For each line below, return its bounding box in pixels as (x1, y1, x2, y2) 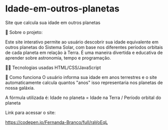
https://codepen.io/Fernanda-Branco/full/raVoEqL (5, 119, 108, 125)
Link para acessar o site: (5, 109, 56, 115)
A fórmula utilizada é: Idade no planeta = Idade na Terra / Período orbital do (5, 94, 161, 100)
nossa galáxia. (5, 84, 35, 90)
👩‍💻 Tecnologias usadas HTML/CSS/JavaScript (5, 64, 101, 70)
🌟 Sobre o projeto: (5, 29, 43, 35)
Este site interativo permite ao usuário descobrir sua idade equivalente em (5, 38, 159, 45)
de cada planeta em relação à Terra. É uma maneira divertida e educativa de (5, 49, 163, 55)
